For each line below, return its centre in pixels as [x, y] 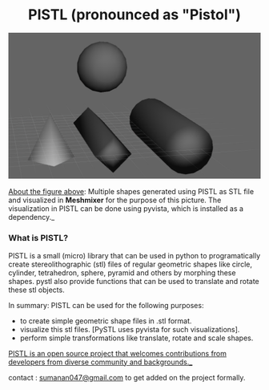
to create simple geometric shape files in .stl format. [106, 321]
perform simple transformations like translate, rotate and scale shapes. [137, 338]
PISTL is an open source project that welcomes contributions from [117, 353]
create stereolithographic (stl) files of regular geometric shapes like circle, [130, 264]
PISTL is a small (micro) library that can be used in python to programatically [134, 255]
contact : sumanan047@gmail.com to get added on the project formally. [127, 377]
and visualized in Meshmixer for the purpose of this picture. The [115, 200]
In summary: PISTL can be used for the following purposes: [106, 305]
